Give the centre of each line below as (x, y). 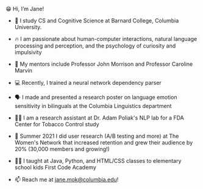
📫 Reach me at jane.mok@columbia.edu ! (66, 180)
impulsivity (28, 52)
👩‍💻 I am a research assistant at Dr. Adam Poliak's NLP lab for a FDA (99, 118)
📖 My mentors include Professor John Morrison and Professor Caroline (104, 64)
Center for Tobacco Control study (57, 124)
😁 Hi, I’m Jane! (25, 9)
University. (28, 27)
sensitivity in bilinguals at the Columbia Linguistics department (93, 106)
